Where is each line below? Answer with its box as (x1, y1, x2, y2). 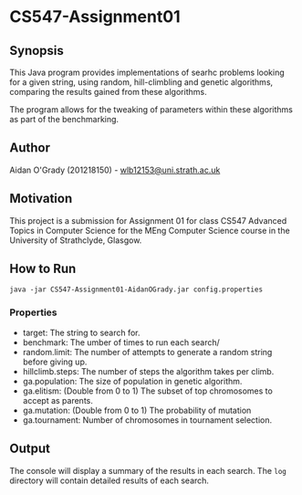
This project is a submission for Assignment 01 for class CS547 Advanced (9, 215, 287, 226)
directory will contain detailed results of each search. (9, 475, 210, 486)
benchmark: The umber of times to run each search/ (22, 336, 221, 348)
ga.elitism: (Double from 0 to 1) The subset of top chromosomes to (22, 385, 274, 396)
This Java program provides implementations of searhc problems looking (9, 67, 285, 78)
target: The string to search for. (22, 327, 141, 338)
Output (9, 441, 50, 457)
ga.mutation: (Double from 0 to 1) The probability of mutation (22, 405, 252, 416)
